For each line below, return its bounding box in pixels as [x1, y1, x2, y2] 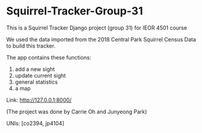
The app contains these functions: [6, 54, 92, 61]
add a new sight [14, 65, 55, 73]
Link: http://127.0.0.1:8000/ [6, 96, 72, 104]
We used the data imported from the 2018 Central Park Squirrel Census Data [6, 36, 197, 43]
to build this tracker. [6, 42, 56, 49]
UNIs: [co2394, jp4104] [6, 119, 65, 127]
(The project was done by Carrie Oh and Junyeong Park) [6, 108, 148, 115]
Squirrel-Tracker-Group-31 [6, 4, 144, 18]
